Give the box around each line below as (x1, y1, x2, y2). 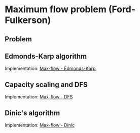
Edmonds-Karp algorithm (5, 52, 87, 61)
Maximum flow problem (5, 4, 107, 15)
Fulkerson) (5, 14, 51, 26)
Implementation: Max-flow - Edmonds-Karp (5, 65, 96, 72)
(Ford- (108, 4, 135, 15)
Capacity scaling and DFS (5, 80, 88, 89)
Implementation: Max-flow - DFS (5, 94, 73, 100)
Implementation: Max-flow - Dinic (5, 122, 75, 128)
